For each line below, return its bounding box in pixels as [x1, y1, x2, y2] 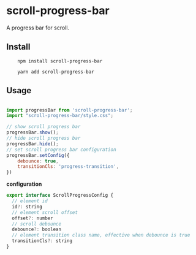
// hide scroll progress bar [6, 135, 81, 142]
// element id [12, 198, 48, 204]
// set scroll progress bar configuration [6, 147, 116, 153]
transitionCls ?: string [12, 238, 72, 244]
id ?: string [12, 204, 43, 210]
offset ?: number [12, 215, 53, 221]
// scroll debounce [12, 221, 62, 227]
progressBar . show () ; [6, 129, 59, 135]
